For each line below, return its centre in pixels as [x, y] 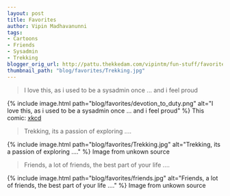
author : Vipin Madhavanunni [47, 26]
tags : [15, 32]
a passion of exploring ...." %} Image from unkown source [88, 152]
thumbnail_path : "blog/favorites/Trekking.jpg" [76, 70]
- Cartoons [23, 39]
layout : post [26, 13]
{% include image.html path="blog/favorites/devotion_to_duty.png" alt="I [110, 103]
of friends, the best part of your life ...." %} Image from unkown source [107, 185]
